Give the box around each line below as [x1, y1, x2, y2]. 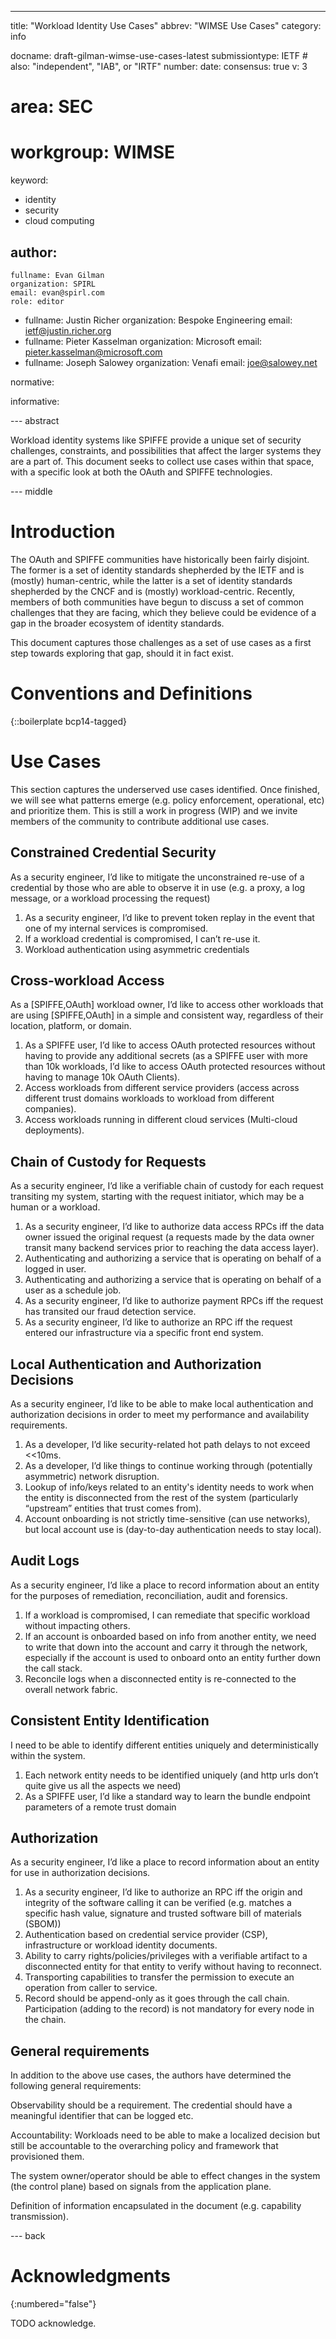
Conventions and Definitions [10, 682, 253, 705]
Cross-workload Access [10, 972, 165, 989]
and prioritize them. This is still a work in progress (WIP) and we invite [10, 804, 298, 816]
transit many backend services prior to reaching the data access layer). [24, 1242, 319, 1254]
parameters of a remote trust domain [24, 1801, 177, 1813]
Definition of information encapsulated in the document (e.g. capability [10, 2200, 302, 2212]
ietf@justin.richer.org [24, 324, 112, 336]
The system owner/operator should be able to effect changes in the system [10, 2170, 321, 2182]
